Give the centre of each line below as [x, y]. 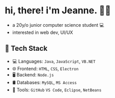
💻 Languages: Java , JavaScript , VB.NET [54, 61]
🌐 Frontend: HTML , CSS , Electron [45, 68]
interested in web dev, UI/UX [43, 32]
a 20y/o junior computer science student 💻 [58, 25]
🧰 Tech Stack [26, 48]
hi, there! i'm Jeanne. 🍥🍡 [58, 11]
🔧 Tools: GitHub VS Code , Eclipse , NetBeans [57, 90]
